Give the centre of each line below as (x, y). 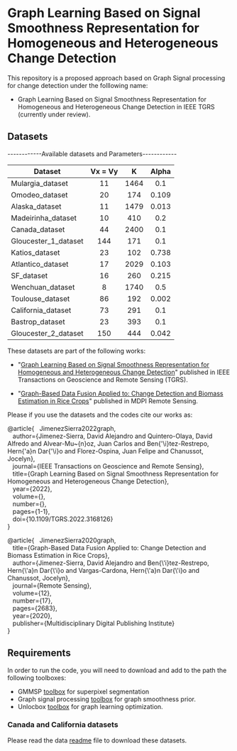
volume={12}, (32, 593)
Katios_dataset (35, 252)
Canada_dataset (38, 229)
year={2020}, (32, 615)
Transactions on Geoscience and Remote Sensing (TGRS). (103, 379)
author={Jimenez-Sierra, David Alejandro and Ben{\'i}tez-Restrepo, (111, 563)
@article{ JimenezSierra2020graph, (62, 540)
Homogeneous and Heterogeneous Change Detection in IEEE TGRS (116, 106)
